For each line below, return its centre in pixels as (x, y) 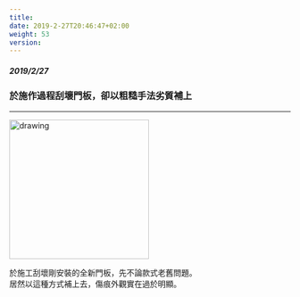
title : (21, 17)
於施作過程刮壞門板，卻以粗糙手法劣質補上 (101, 96)
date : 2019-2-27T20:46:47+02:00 (69, 26)
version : (25, 42)
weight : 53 (29, 34)
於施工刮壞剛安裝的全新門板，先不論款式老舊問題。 (103, 272)
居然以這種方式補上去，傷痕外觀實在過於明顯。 (95, 284)
